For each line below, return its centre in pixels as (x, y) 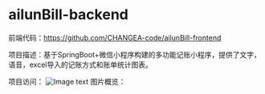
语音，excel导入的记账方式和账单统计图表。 (80, 65)
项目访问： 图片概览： (67, 81)
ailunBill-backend (68, 15)
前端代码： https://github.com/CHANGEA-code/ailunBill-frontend (115, 37)
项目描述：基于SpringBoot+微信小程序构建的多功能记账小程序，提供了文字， (135, 54)
